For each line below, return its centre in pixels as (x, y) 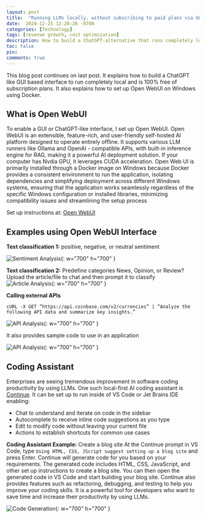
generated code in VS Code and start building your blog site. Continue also (101, 477)
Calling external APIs (34, 296)
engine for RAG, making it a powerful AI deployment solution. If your (92, 155)
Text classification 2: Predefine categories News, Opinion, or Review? (95, 270)
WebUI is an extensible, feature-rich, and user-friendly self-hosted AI (94, 135)
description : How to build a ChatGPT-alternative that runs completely (100, 41)
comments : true (26, 58)
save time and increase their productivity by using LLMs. (78, 497)
